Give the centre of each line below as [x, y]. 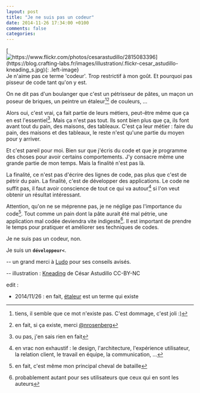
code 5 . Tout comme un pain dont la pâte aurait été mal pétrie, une [87, 213]
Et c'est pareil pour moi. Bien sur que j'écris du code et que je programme [97, 151]
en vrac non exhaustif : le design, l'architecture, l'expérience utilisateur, [102, 348]
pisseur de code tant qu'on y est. [47, 82]
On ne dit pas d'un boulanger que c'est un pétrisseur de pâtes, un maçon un [100, 94]
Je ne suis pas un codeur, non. [44, 239]
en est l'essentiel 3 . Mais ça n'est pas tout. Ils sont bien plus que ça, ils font [98, 120]
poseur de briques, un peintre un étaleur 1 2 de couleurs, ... [77, 101]
